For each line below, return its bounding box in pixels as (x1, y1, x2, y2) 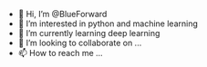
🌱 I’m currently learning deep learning (17, 28, 160, 38)
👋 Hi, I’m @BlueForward (17, 9, 108, 19)
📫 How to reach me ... (17, 48, 103, 58)
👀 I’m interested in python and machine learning (17, 18, 199, 29)
